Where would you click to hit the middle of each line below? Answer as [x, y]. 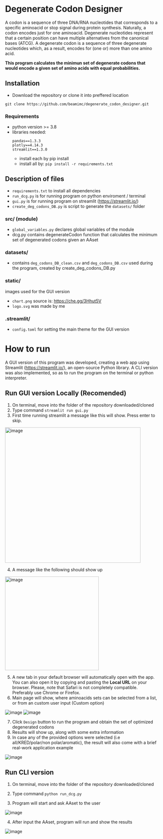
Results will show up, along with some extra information [68, 732]
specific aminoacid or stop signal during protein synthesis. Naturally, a [75, 27]
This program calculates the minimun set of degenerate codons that [75, 63]
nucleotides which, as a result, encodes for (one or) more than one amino [79, 48]
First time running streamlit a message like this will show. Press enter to [84, 415]
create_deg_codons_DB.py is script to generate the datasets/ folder [78, 206]
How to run [28, 349]
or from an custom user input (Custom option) [58, 703]
